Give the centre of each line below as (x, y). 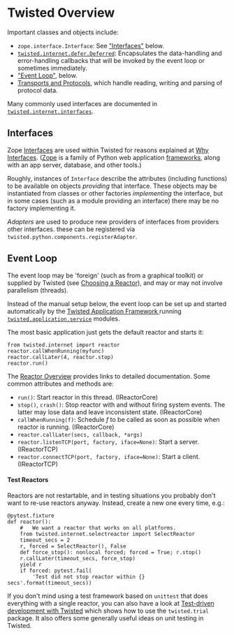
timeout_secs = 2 (45, 540)
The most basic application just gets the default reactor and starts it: (105, 332)
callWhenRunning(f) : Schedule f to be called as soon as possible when (118, 419)
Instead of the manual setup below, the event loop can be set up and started (117, 304)
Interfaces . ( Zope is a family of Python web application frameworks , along (114, 157)
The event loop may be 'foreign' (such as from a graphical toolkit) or (105, 275)
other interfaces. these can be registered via (71, 229)
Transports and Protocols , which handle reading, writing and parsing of (120, 82)
